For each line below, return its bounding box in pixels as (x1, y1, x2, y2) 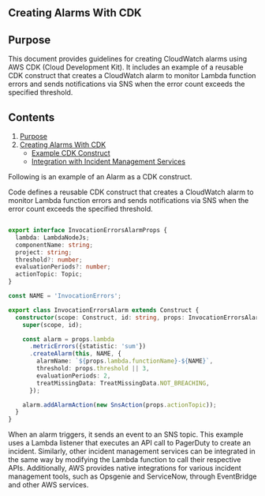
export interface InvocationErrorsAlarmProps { (8, 227, 168, 235)
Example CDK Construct (31, 148, 110, 158)
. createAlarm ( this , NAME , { (28, 350, 122, 358)
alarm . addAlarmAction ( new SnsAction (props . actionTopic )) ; (22, 400, 217, 409)
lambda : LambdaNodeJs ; (15, 233, 90, 242)
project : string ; (15, 248, 73, 256)
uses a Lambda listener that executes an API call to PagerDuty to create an (8, 438, 251, 448)
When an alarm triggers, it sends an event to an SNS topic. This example (8, 430, 244, 439)
